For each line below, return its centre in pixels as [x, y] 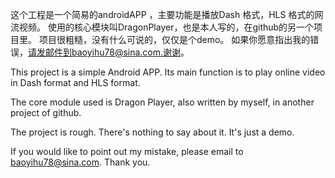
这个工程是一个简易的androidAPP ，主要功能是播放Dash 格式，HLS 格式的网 [167, 14]
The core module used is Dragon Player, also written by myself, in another [162, 102]
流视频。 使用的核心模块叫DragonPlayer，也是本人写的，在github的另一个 [162, 27]
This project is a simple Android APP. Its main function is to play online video [168, 72]
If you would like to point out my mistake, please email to [127, 151]
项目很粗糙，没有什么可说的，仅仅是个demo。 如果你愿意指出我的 [174, 39]
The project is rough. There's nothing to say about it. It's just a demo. [152, 132]
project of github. [46, 112]
